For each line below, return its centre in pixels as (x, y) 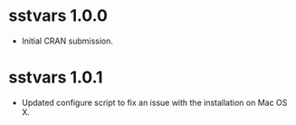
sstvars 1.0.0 (58, 16)
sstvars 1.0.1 (56, 77)
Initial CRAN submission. (67, 41)
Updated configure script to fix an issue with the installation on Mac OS (154, 102)
